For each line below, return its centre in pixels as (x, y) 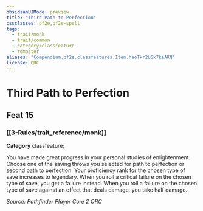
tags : (13, 29)
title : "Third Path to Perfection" (51, 18)
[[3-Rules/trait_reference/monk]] (56, 133)
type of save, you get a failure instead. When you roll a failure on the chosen (102, 184)
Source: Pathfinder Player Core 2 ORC (54, 202)
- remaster (26, 52)
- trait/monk (28, 35)
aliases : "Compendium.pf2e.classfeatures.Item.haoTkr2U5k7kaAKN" (91, 57)
